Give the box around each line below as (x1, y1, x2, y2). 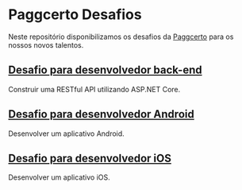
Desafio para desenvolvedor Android (8, 107, 194, 121)
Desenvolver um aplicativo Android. (8, 129, 125, 138)
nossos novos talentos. (8, 40, 84, 49)
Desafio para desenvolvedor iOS (8, 151, 172, 165)
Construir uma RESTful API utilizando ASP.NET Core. (8, 84, 181, 94)
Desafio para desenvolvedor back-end (8, 64, 202, 77)
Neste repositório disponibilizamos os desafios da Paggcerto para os (8, 32, 234, 41)
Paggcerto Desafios (8, 6, 142, 24)
